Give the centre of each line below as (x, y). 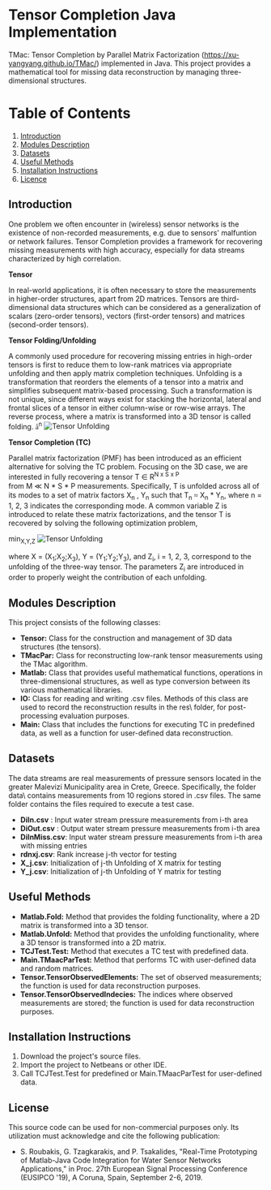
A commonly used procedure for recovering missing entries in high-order (130, 356)
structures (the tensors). (61, 647)
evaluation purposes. (94, 716)
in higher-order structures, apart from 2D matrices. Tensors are (114, 299)
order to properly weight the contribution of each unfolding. (108, 577)
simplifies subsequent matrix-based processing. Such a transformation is (130, 390)
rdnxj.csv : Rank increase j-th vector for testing (98, 854)
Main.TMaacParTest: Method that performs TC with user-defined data (138, 959)
